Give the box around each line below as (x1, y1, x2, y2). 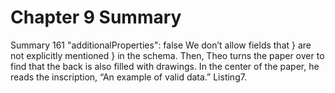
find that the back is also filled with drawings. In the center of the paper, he (10, 60, 320, 72)
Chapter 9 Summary (10, 6, 182, 29)
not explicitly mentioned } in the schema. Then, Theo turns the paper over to (10, 49, 325, 61)
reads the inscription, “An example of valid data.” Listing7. (10, 71, 247, 83)
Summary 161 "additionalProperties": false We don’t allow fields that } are (10, 39, 312, 51)
